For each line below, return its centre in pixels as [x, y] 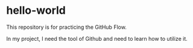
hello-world [36, 10]
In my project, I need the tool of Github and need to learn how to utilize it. [97, 38]
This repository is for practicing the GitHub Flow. [66, 27]
